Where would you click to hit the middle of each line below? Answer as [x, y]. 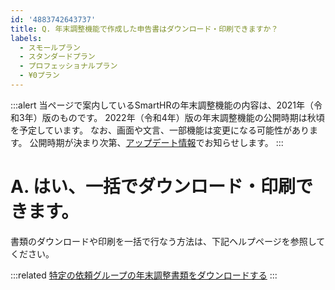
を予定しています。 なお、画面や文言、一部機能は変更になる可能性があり [160, 130]
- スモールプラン [50, 47]
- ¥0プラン [39, 76]
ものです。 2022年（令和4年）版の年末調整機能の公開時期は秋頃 [192, 117]
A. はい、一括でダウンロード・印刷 [153, 187]
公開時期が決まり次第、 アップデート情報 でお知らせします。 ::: [156, 142]
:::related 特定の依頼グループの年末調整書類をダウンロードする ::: [144, 275]
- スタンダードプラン [57, 57]
